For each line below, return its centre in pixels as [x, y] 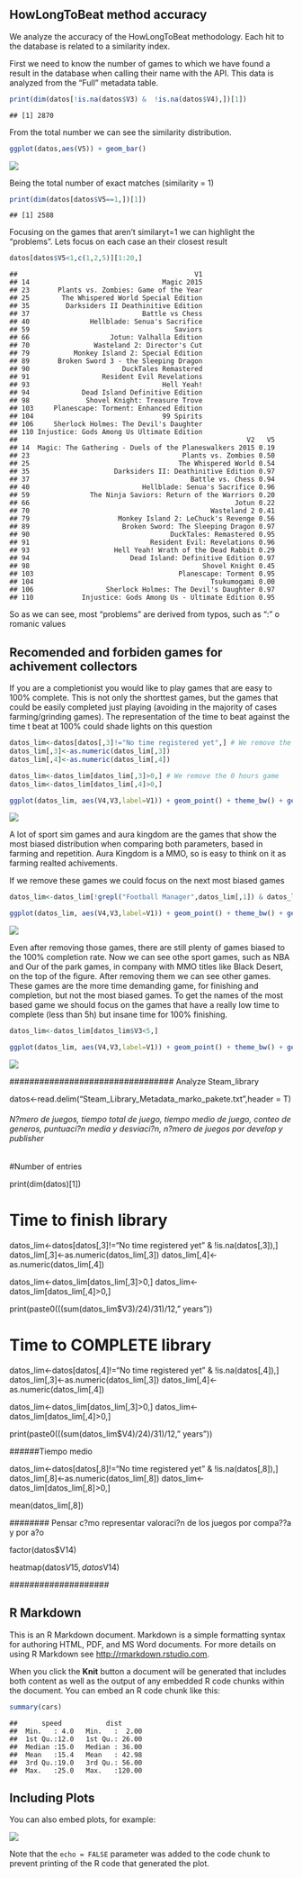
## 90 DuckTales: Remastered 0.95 [142, 535]
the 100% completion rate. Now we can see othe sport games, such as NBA [150, 957]
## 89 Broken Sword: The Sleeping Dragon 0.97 [142, 527]
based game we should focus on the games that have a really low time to [145, 1005]
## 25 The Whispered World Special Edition [106, 298]
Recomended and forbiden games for [116, 652]
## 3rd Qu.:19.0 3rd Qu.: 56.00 [76, 1763]
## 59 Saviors [106, 330]
